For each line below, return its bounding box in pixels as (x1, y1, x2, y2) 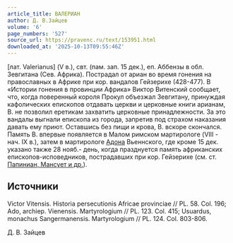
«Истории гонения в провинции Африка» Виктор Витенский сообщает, (7, 85, 221, 93)
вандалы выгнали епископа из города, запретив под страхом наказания (7, 115, 226, 124)
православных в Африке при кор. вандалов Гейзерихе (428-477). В (7, 78, 211, 85)
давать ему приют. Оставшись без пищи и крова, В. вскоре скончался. (7, 123, 222, 131)
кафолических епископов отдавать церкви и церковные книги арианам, (7, 100, 226, 108)
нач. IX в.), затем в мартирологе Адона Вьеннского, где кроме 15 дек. (7, 138, 219, 146)
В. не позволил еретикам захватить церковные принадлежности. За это (7, 107, 226, 116)
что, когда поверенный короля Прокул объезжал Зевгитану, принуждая (7, 93, 226, 101)
